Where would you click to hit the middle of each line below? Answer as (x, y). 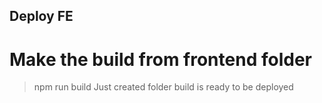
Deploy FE (41, 16)
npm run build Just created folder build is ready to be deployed (163, 87)
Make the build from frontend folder (160, 59)
